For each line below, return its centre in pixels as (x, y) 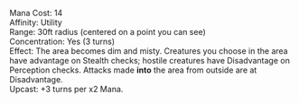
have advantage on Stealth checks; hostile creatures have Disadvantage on (150, 60)
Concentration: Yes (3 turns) (62, 41)
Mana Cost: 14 (36, 13)
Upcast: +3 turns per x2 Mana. (66, 89)
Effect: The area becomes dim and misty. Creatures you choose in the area (149, 51)
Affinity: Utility (36, 22)
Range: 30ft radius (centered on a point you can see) (107, 32)
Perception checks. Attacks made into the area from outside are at (133, 70)
